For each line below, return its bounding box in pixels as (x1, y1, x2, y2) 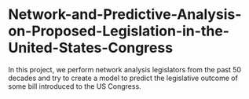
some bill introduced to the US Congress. (8, 81, 141, 91)
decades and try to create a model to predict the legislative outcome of (8, 73, 238, 82)
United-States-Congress (8, 39, 174, 57)
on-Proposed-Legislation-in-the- (8, 22, 230, 40)
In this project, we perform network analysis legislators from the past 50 (8, 64, 242, 74)
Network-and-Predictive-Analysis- (8, 5, 242, 24)
